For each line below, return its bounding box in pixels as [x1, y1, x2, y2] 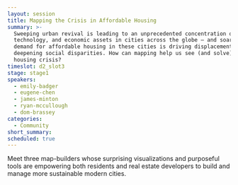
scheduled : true [7, 135, 55, 142]
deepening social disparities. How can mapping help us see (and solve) [13, 50, 233, 57]
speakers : [7, 76, 37, 83]
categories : [7, 115, 42, 122]
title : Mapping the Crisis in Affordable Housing [7, 17, 157, 24]
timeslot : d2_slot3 [7, 63, 65, 70]
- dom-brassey [13, 109, 55, 116]
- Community [13, 121, 50, 129]
